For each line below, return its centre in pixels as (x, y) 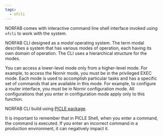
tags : (11, 10)
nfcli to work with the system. (36, 33)
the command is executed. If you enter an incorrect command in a (71, 123)
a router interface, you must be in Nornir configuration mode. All (70, 89)
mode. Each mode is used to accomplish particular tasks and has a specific (81, 78)
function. (14, 99)
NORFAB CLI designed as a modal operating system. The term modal (75, 43)
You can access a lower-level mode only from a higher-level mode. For (76, 68)
